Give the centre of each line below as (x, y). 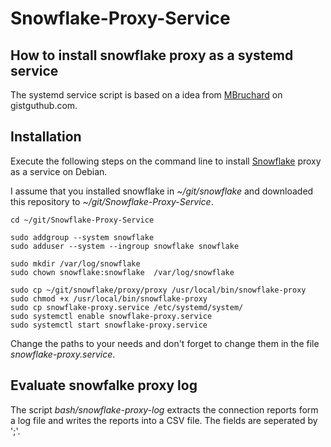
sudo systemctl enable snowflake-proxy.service (111, 316)
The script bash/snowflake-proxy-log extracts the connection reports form (164, 409)
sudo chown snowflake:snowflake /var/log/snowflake (122, 272)
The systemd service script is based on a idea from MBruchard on (146, 95)
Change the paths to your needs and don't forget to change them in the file (165, 343)
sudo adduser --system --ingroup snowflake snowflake (125, 246)
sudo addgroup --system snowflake (82, 237)
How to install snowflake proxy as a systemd (152, 55)
